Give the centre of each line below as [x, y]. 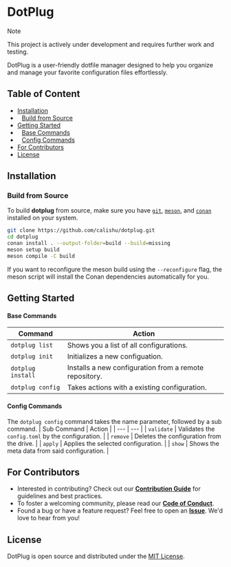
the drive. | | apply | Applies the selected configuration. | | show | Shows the [113, 443]
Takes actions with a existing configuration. [137, 387]
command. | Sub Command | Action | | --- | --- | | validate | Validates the [111, 429]
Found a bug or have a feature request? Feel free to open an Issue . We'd [120, 511]
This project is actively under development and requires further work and [111, 44]
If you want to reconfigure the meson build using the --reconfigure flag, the [114, 269]
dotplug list [32, 345]
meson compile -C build [41, 256]
